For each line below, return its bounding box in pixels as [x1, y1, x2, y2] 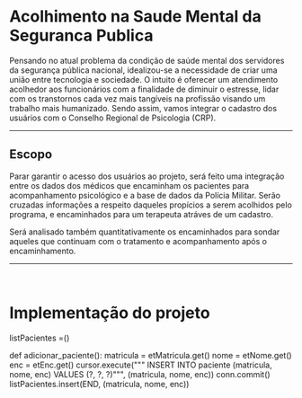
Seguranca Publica [9, 25, 154, 46]
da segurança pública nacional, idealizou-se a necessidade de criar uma [9, 65, 278, 75]
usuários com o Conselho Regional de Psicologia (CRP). [9, 112, 217, 123]
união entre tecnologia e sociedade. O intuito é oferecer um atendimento [9, 74, 279, 84]
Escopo [9, 146, 52, 163]
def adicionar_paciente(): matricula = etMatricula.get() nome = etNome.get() [9, 349, 292, 360]
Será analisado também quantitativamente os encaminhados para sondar [9, 226, 280, 237]
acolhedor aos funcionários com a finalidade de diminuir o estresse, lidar [9, 84, 280, 94]
